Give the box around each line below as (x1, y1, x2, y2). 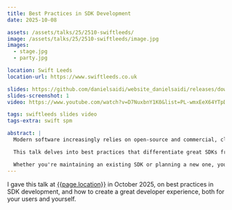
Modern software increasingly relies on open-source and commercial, (13, 136, 217, 143)
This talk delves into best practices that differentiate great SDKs (13, 149, 217, 156)
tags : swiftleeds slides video (7, 111, 97, 118)
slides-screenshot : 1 (7, 92, 70, 99)
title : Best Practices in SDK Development (7, 10, 131, 17)
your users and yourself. (7, 194, 77, 203)
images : (7, 42, 30, 49)
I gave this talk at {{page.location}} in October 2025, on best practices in (7, 180, 214, 188)
